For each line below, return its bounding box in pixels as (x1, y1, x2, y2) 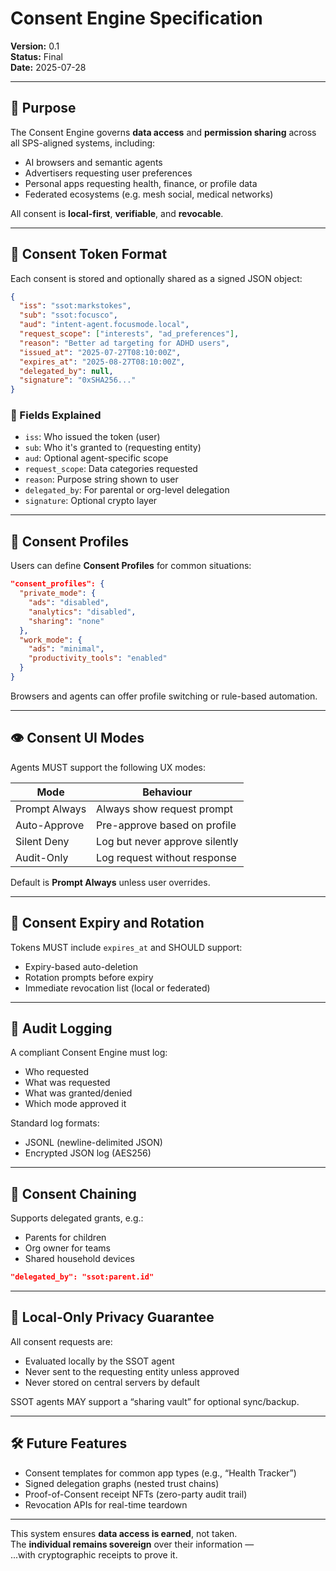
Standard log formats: (10, 1117, 100, 1129)
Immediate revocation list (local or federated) (24, 982, 211, 994)
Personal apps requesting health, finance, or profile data (24, 177, 258, 189)
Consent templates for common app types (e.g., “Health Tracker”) (24, 1467, 297, 1479)
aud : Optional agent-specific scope (24, 452, 169, 464)
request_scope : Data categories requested (24, 463, 198, 475)
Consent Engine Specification (10, 7, 263, 30)
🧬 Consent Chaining (10, 1185, 137, 1202)
